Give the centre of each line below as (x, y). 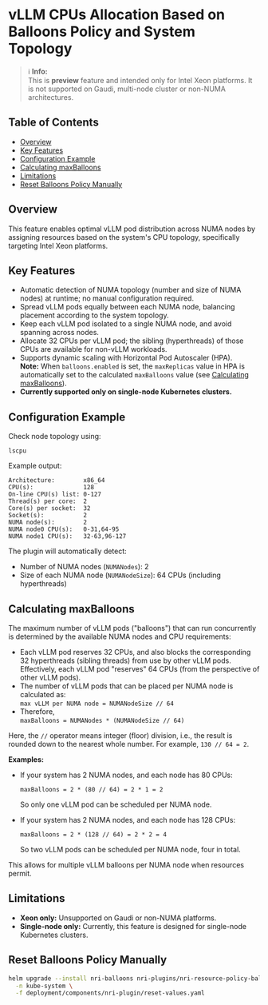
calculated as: (43, 694)
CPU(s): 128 (51, 488)
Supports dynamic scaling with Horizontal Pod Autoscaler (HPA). (126, 358)
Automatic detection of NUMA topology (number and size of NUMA (130, 290)
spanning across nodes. (59, 333)
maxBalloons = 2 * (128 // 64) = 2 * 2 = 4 (93, 835)
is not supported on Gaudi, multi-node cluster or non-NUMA (126, 89)
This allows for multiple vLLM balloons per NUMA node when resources (126, 865)
